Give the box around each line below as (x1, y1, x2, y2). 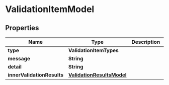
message (8, 55, 30, 62)
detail (8, 63, 22, 70)
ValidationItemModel (5, 4, 95, 15)
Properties (5, 24, 39, 32)
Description (131, 39, 160, 45)
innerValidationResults (8, 71, 64, 78)
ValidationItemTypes (68, 47, 119, 54)
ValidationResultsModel (68, 71, 127, 78)
